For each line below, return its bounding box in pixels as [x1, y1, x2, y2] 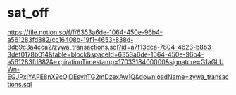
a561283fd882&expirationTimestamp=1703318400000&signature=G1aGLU [7, 57, 224, 66]
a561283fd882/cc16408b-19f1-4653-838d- [7, 35, 134, 43]
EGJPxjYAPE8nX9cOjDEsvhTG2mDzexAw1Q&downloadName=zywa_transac [7, 72, 229, 81]
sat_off [7, 5, 49, 21]
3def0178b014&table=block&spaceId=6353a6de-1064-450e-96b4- [7, 50, 204, 59]
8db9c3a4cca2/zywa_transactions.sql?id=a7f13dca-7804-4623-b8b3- [7, 43, 214, 51]
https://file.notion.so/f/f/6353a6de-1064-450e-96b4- [7, 28, 163, 36]
